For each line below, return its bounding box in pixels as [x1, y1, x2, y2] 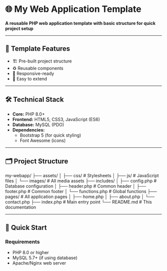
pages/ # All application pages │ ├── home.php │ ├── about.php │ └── [5, 194, 155, 200]
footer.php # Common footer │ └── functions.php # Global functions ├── [5, 189, 157, 195]
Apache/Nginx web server [12, 260, 66, 266]
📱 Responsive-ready [12, 70, 55, 76]
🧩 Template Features [5, 45, 71, 53]
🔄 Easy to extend [12, 75, 47, 81]
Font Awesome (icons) [19, 137, 66, 143]
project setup [5, 25, 34, 31]
